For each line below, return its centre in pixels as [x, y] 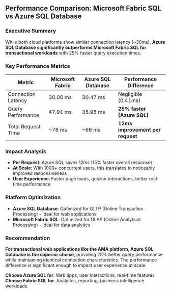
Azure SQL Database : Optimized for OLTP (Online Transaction [78, 208]
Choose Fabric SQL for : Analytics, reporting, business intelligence [75, 280]
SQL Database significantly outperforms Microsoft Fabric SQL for [76, 47]
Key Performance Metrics [38, 66]
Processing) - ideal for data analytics [51, 225]
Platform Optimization [33, 197]
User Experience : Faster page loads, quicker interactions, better [80, 179]
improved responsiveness [40, 173]
